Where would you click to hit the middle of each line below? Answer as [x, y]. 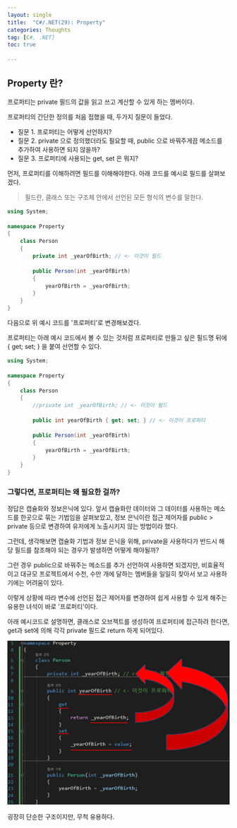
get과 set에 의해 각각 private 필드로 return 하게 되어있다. [86, 631]
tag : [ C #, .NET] [31, 37]
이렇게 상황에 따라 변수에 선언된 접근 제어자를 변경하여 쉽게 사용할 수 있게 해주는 [117, 598]
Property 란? [35, 84]
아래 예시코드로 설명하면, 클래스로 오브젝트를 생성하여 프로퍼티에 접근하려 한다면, [119, 622]
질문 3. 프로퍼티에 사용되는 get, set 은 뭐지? [78, 158]
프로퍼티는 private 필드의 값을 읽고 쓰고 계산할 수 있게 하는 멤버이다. [101, 102]
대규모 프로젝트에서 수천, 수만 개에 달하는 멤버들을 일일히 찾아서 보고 [114, 574]
